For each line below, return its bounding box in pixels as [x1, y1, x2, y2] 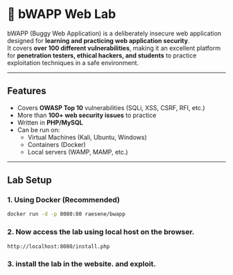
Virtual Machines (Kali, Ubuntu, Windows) [27, 133, 147, 141]
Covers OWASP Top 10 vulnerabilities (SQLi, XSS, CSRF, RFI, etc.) [17, 103, 206, 112]
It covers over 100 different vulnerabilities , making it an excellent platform [7, 44, 221, 52]
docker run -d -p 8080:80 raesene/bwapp [7, 211, 126, 218]
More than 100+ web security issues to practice [17, 111, 157, 119]
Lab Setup [7, 175, 52, 186]
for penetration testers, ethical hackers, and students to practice [7, 51, 197, 60]
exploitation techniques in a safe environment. [7, 58, 139, 66]
